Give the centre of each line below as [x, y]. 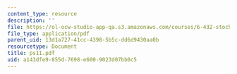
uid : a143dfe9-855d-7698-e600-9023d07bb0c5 [72, 60]
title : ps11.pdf [31, 54]
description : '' [31, 20]
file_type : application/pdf [49, 33]
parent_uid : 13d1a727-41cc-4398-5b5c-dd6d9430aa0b [83, 40]
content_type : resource [42, 14]
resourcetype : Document [42, 47]
